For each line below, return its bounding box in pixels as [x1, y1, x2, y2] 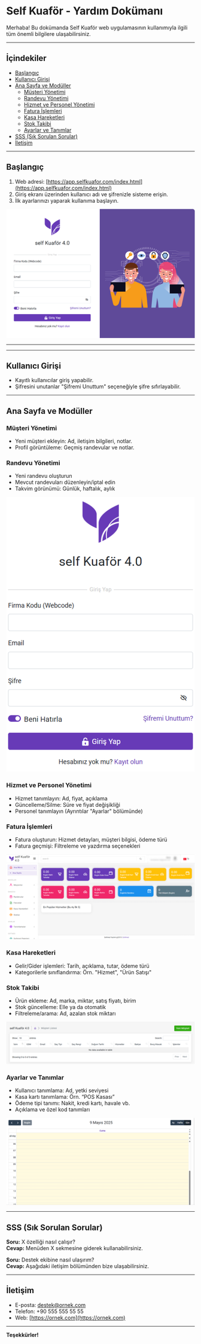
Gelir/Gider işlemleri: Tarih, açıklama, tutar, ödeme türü [14, 962, 150, 970]
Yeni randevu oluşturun [14, 473, 73, 480]
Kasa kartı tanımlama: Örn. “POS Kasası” [14, 1093, 115, 1101]
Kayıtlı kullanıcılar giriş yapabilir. [14, 377, 94, 384]
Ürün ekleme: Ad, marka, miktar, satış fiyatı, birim [14, 997, 136, 1004]
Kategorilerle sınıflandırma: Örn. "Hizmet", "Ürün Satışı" [14, 968, 152, 976]
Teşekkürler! [6, 1331, 39, 1338]
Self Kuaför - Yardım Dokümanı [6, 4, 163, 18]
